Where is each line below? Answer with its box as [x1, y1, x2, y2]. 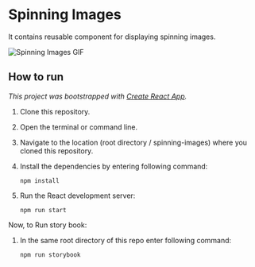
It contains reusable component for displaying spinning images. [8, 32, 216, 41]
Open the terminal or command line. [19, 122, 138, 132]
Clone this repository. [19, 106, 91, 116]
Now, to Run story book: [8, 220, 87, 230]
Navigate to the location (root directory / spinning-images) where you [19, 137, 248, 147]
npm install [19, 176, 60, 184]
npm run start [19, 206, 67, 214]
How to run [8, 70, 64, 84]
